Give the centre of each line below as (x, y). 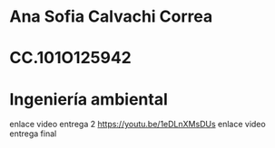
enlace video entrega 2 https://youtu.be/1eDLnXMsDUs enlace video (137, 125)
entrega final (33, 134)
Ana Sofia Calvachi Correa (111, 17)
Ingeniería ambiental (88, 99)
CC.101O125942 (70, 58)
